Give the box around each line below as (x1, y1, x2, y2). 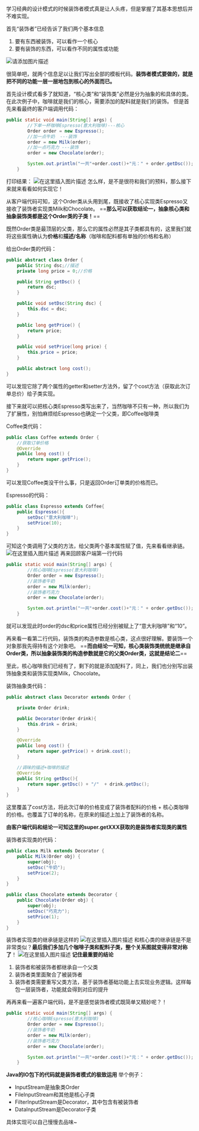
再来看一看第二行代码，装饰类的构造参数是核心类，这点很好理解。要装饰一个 (6, 635, 193, 642)
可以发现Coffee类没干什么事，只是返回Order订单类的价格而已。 (6, 479, 162, 486)
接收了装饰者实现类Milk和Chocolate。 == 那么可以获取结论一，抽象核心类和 (6, 205, 190, 212)
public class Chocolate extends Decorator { (6, 892, 118, 898)
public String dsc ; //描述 (17, 263, 79, 269)
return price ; (27, 328, 62, 334)
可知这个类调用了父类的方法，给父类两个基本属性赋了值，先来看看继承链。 (6, 542, 188, 549)
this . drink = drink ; (27, 721, 78, 727)
